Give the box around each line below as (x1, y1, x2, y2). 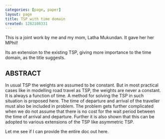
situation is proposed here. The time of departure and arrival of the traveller (5, 98, 160, 104)
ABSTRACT (5, 69, 41, 77)
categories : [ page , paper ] (5, 7, 61, 12)
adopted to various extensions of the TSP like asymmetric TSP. (5, 119, 134, 125)
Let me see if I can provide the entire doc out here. (5, 129, 109, 135)
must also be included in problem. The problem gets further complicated (5, 103, 154, 109)
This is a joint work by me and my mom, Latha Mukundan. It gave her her (5, 35, 155, 41)
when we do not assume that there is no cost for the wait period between (5, 108, 156, 114)
